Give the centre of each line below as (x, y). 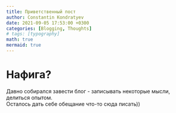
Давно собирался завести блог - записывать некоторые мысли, (88, 91)
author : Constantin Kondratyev (45, 17)
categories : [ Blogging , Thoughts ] (49, 28)
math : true (20, 39)
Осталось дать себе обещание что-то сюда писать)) (73, 104)
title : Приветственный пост (41, 12)
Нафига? (29, 75)
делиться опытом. (29, 97)
